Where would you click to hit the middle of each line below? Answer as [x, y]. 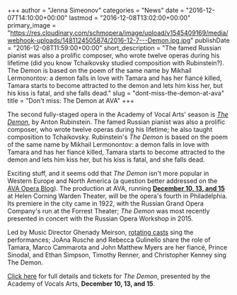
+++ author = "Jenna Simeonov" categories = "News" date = [96, 10]
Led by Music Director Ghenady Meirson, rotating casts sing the [100, 232]
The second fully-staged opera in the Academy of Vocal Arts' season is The [118, 114]
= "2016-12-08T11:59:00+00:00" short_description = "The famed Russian [114, 48]
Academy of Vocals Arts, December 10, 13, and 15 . [81, 284]
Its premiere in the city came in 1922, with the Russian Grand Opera [105, 204]
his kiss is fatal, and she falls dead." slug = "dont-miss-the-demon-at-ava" [116, 93]
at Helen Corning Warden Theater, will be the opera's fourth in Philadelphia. [117, 196]
